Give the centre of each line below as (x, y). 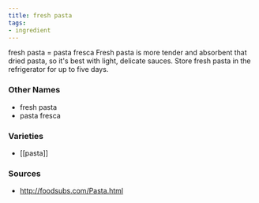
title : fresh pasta (40, 15)
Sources (24, 173)
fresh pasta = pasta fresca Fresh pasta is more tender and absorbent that (128, 53)
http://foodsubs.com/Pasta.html (71, 191)
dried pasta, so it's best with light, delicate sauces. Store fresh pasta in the (129, 61)
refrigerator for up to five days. (58, 70)
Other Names (34, 90)
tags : (17, 23)
